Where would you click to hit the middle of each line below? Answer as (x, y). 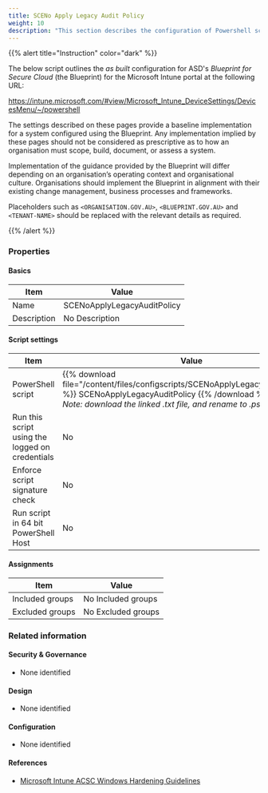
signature (30, 490)
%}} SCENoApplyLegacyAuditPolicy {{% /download (158, 394)
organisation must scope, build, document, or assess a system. (112, 151)
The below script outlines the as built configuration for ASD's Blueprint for (130, 69)
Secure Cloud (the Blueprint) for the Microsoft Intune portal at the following (132, 77)
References (28, 763)
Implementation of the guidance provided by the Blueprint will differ (119, 166)
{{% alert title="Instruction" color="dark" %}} (83, 54)
